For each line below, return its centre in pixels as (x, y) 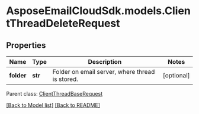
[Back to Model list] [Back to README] (53, 105)
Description (105, 62)
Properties (26, 45)
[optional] (176, 75)
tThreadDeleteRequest (63, 23)
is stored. (65, 79)
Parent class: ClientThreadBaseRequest (54, 94)
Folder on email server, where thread (104, 72)
